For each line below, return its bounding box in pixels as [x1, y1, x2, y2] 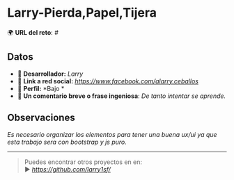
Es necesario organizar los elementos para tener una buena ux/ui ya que [7, 130, 217, 138]
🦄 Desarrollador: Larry [17, 69, 84, 78]
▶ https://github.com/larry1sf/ [24, 165, 111, 173]
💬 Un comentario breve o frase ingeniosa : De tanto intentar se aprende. [17, 92, 226, 100]
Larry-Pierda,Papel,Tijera [7, 5, 157, 21]
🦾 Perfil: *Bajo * [17, 84, 65, 92]
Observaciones [7, 112, 75, 124]
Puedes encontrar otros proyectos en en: [24, 158, 143, 166]
